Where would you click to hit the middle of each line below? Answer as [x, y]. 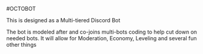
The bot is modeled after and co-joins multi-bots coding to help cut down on [102, 32]
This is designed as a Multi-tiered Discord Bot [63, 20]
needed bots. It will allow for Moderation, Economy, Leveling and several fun [101, 38]
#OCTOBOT [21, 9]
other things [22, 45]
